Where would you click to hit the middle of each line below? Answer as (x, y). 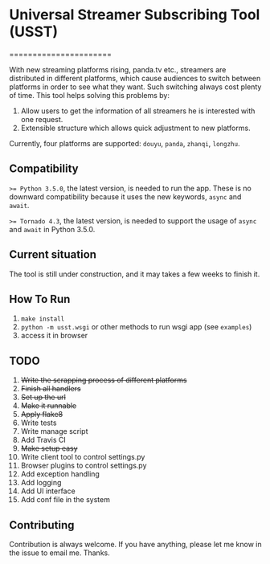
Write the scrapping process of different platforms (104, 380)
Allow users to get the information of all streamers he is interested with (138, 111)
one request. (42, 119)
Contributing (42, 525)
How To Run (40, 299)
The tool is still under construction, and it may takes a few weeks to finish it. (135, 274)
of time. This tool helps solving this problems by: (89, 95)
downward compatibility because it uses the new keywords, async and (125, 196)
